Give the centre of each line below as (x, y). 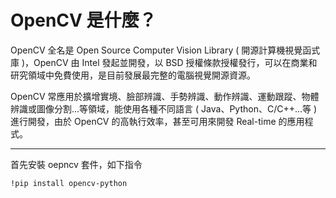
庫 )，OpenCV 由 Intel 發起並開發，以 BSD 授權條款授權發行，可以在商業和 (164, 62)
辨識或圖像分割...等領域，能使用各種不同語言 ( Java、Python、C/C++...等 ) (164, 108)
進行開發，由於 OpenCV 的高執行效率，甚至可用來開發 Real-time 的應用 (157, 121)
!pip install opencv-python (69, 183)
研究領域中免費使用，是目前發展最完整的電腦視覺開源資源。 (133, 75)
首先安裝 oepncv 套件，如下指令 (76, 164)
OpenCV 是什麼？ (83, 20)
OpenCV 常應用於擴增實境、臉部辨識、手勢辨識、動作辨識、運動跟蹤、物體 (165, 96)
